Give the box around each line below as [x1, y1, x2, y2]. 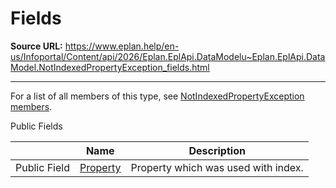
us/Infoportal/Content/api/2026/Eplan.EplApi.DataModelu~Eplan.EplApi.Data [10, 50, 326, 62]
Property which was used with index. [130, 160, 304, 174]
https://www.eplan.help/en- [64, 40, 180, 52]
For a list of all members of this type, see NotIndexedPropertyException [10, 90, 305, 102]
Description [188, 143, 246, 157]
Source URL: [10, 40, 63, 52]
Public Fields [10, 120, 63, 132]
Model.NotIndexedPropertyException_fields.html [10, 61, 210, 73]
